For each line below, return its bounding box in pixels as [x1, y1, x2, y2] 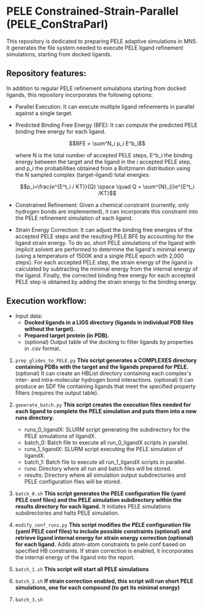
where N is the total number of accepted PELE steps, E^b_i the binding [15, 151, 192, 159]
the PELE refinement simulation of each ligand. [15, 214, 133, 222]
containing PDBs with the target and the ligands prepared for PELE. [15, 363, 189, 370]
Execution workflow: [6, 296, 87, 307]
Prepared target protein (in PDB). [24, 332, 110, 339]
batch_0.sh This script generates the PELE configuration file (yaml [15, 490, 186, 497]
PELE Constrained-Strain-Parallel [6, 4, 179, 18]
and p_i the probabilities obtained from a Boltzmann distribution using [15, 164, 191, 172]
